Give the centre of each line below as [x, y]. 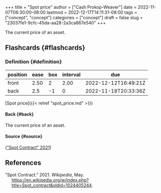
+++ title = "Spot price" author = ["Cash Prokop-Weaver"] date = [71, 7]
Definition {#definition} [34, 62]
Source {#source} [24, 136]
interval [71, 74]
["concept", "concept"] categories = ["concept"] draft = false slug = [74, 17]
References [23, 163]
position [17, 74]
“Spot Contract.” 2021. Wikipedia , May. [45, 175]
